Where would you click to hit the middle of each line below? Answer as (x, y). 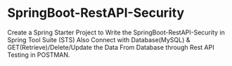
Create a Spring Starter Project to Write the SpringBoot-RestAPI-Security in (116, 32)
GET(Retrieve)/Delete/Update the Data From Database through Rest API (111, 47)
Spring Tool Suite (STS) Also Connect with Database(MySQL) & (99, 39)
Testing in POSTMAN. (39, 55)
